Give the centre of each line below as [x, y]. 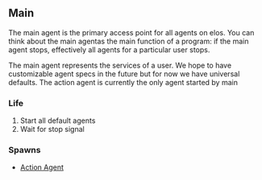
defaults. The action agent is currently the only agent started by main [123, 82]
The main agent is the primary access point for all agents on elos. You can [131, 32]
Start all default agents [58, 121]
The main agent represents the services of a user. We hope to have [120, 65]
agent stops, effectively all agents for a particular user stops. [109, 49]
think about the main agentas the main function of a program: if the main [129, 41]
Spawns [25, 150]
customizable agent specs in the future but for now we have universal [124, 74]
